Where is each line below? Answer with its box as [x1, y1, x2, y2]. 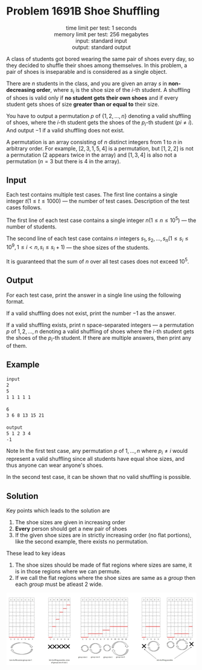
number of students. [6, 223, 57, 230]
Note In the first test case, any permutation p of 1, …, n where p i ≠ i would [6, 447, 188, 456]
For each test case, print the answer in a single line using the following [6, 291, 181, 299]
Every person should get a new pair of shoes [14, 525, 128, 532]
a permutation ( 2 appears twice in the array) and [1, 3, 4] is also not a [6, 151, 177, 158]
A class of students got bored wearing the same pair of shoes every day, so [6, 55, 195, 62]
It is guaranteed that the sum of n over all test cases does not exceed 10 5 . [6, 257, 189, 265]
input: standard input [75, 37, 128, 44]
